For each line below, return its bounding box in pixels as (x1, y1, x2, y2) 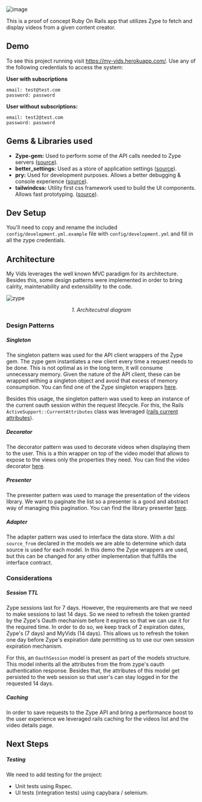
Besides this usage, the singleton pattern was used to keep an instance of (6, 395, 190, 403)
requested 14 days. (6, 680, 54, 687)
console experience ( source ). (14, 178, 89, 185)
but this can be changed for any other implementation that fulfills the (6, 553, 177, 560)
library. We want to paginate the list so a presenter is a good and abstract (6, 498, 189, 506)
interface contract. (6, 559, 52, 566)
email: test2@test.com (6, 114, 63, 121)
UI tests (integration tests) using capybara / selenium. (14, 789, 149, 797)
